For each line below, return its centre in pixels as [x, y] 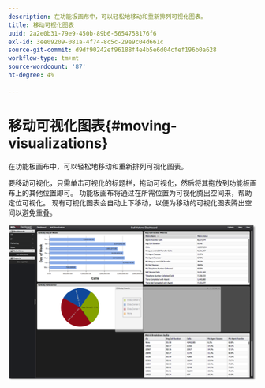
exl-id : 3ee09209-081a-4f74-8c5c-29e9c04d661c [86, 42]
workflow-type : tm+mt [44, 58]
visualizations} [58, 143]
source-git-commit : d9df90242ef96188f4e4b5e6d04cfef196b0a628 [112, 50]
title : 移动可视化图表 [41, 25]
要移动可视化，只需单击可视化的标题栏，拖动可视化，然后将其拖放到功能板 [129, 183]
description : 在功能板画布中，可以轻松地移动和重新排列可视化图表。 [108, 17]
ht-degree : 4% [32, 75]
